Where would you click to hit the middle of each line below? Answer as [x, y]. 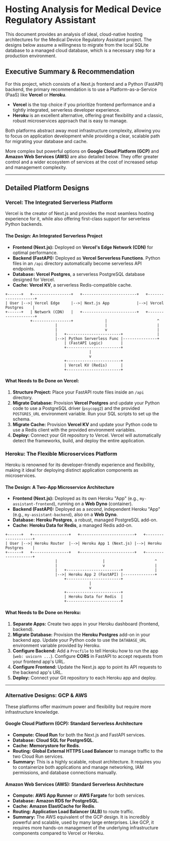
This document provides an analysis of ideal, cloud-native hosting [74, 34]
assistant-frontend [33, 504]
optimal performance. [35, 253]
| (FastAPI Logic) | [94, 343]
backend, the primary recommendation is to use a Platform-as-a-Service [81, 89]
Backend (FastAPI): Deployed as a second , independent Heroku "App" [86, 509]
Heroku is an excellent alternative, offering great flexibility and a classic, [88, 115]
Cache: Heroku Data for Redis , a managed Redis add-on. [73, 525]
